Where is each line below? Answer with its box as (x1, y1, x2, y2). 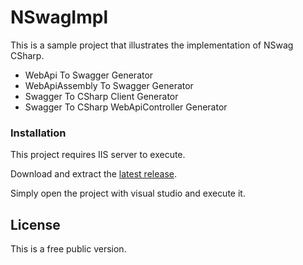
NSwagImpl (10, 6, 109, 29)
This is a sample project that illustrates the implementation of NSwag (10, 39, 294, 51)
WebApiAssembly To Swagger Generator (24, 79, 194, 91)
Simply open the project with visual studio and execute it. (10, 187, 246, 200)
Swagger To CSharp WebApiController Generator (24, 101, 228, 113)
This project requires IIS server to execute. (10, 149, 186, 161)
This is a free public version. (10, 243, 127, 255)
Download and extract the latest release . (10, 168, 177, 180)
